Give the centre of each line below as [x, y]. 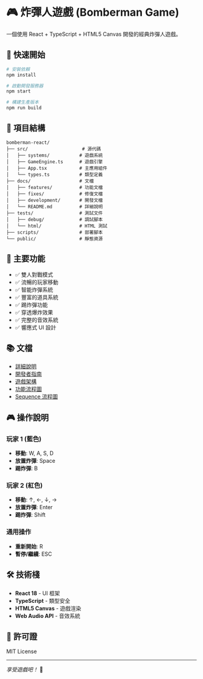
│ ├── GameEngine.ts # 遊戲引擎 [55, 162]
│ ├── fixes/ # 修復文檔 [55, 194]
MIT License [22, 652]
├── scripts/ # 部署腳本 [55, 232]
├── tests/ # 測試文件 [55, 213]
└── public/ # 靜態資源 [55, 239]
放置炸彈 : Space [35, 461]
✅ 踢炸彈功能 [31, 304]
